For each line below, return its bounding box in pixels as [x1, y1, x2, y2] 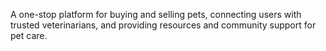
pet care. [10, 30, 48, 41]
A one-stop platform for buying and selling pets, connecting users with [10, 9, 302, 20]
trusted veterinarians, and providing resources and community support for [10, 19, 317, 31]
